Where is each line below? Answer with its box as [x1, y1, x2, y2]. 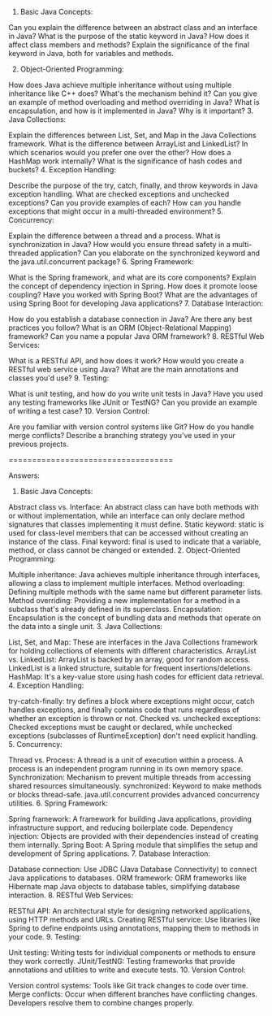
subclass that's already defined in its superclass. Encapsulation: [8, 605, 223, 614]
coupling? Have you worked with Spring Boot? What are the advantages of [8, 290, 258, 299]
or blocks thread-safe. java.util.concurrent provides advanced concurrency [8, 790, 260, 799]
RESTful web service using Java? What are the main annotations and [8, 365, 239, 374]
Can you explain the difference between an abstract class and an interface [8, 23, 258, 32]
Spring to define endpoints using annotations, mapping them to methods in [8, 923, 259, 933]
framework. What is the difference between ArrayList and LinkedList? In [8, 139, 248, 149]
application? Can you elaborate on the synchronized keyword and [40, 248, 261, 258]
